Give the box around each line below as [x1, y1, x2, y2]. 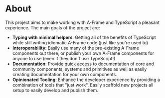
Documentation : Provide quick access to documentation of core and [12, 61, 154, 67]
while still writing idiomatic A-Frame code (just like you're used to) [12, 39, 149, 45]
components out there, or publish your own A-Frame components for [12, 50, 155, 56]
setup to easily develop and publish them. [12, 87, 98, 93]
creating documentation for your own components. [12, 71, 117, 77]
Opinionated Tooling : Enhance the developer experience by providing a [12, 77, 161, 83]
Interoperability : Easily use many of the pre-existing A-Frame [12, 45, 140, 51]
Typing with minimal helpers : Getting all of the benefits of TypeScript [12, 34, 156, 40]
